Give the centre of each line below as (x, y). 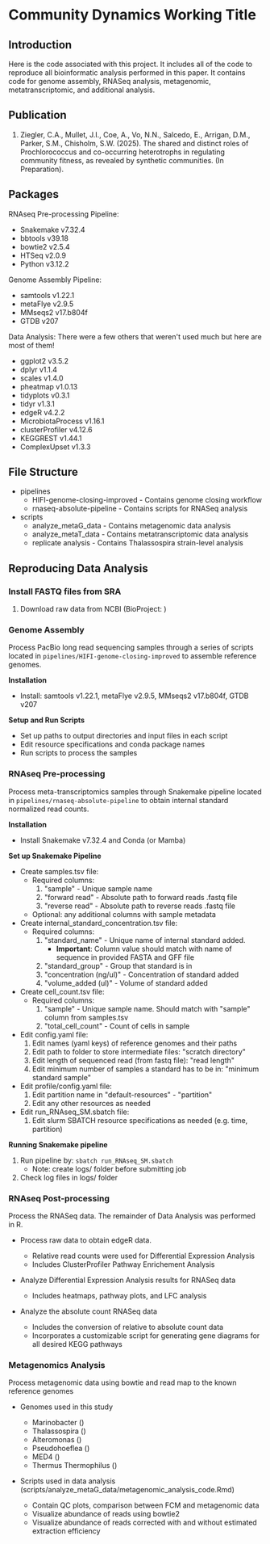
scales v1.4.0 (42, 378)
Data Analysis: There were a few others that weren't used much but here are (135, 336)
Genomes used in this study (66, 1407)
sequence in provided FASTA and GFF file (125, 957)
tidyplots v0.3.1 (45, 395)
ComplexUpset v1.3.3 (55, 447)
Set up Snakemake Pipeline (55, 856)
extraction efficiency (66, 1531)
